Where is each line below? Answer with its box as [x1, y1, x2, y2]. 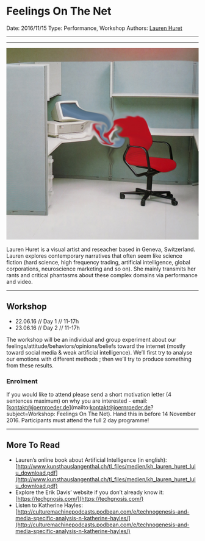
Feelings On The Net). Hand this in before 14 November [57, 410, 196, 418]
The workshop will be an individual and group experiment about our [6, 336, 177, 343]
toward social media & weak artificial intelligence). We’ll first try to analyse [6, 348, 193, 356]
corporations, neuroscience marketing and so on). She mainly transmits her [6, 265, 196, 272]
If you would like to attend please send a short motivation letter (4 [6, 391, 172, 398]
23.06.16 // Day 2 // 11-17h [15, 324, 81, 331]
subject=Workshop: [6, 410, 56, 418]
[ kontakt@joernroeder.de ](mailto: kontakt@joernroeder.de [6, 404, 151, 411]
